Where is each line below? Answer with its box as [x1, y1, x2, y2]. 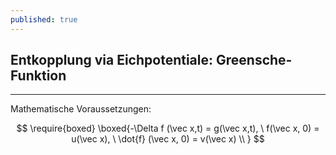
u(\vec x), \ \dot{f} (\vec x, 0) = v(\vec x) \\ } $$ [71, 133, 265, 145]
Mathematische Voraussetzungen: [10, 103, 152, 115]
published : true [10, 14, 78, 25]
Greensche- [215, 52, 293, 69]
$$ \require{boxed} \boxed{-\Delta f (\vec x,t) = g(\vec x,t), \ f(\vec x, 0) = [16, 122, 320, 135]
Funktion [10, 67, 67, 85]
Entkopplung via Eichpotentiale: [10, 52, 214, 69]
